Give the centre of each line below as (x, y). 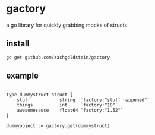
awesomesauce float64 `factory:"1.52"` (70, 110)
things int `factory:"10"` (67, 105)
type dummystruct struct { (39, 95)
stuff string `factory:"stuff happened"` (83, 100)
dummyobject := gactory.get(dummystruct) (58, 126)
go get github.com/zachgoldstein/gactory (58, 57)
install (18, 44)
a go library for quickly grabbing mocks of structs (67, 25)
